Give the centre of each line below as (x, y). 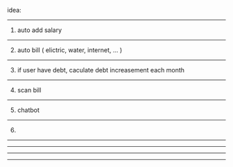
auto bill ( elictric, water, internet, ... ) (70, 50)
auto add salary (40, 30)
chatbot (28, 110)
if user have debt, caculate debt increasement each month (101, 70)
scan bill (29, 90)
